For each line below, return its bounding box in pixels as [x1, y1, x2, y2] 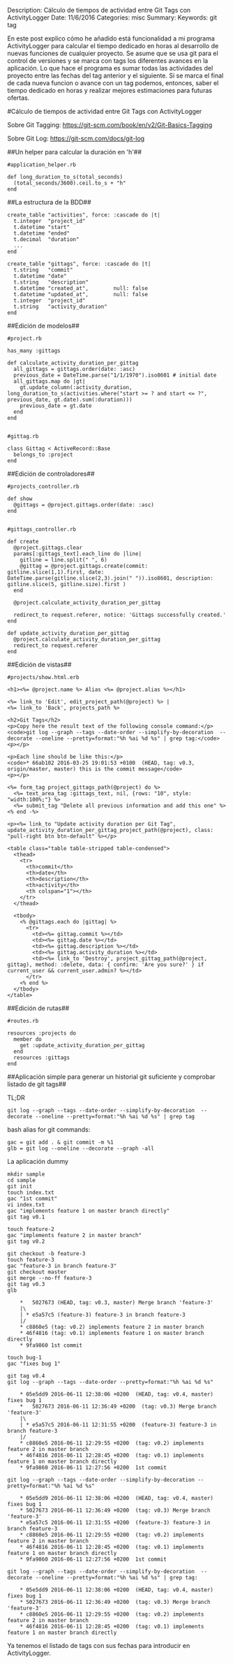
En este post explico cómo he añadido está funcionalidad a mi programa [7, 34, 215, 43]
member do [13, 1036, 42, 1043]
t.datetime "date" [13, 272, 68, 279]
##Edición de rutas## [7, 1004, 70, 1012]
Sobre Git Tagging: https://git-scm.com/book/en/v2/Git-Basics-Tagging [7, 121, 213, 129]
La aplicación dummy [7, 1158, 68, 1165]
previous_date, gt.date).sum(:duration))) [7, 396, 133, 403]
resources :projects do [7, 1030, 77, 1037]
